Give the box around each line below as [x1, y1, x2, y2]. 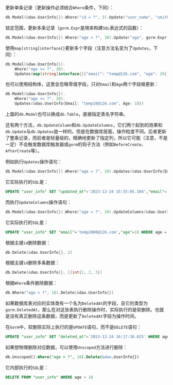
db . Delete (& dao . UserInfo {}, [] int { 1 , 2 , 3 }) [5, 270, 102, 275]
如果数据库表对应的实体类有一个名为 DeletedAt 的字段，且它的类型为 [5, 300, 148, 306]
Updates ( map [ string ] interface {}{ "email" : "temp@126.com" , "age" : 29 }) [14, 71, 169, 76]
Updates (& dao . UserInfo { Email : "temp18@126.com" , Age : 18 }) [14, 101, 144, 107]
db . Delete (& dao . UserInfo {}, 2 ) [5, 250, 73, 255]
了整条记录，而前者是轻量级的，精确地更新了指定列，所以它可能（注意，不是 [5, 135, 168, 141]
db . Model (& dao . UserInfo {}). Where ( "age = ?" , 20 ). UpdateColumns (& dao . [5, 209, 158, 215]
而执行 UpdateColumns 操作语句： [5, 199, 72, 205]
